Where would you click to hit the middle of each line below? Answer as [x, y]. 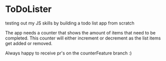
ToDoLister [28, 9]
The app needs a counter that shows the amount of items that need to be [80, 32]
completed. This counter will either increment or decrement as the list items [83, 38]
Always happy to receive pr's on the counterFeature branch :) [68, 53]
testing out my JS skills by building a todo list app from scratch [70, 23]
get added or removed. [29, 43]
